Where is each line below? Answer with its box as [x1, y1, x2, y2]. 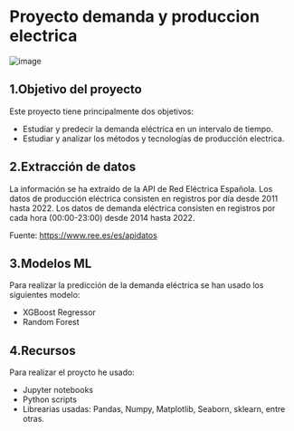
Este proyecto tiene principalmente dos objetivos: [9, 106, 194, 117]
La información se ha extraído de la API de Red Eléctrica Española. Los [9, 183, 273, 194]
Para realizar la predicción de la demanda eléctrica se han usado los [9, 280, 264, 291]
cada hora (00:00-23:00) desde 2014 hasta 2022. [9, 212, 195, 223]
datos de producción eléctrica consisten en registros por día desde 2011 [9, 193, 279, 204]
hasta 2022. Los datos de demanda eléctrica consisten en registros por [9, 202, 276, 214]
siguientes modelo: [9, 290, 81, 301]
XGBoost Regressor [22, 307, 97, 318]
